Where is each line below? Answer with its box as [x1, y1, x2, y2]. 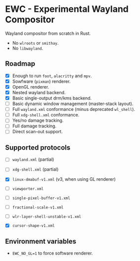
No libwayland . [12, 45, 44, 51]
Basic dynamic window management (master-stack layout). [12, 101, 134, 107]
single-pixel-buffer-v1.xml [12, 196, 70, 201]
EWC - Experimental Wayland [5, 3, 129, 15]
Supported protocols [5, 143, 71, 152]
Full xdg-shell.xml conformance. [12, 112, 80, 118]
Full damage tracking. [12, 123, 57, 129]
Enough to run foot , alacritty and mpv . [12, 73, 92, 79]
